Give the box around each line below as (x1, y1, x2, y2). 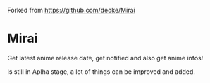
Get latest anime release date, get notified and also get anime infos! (7, 53, 204, 62)
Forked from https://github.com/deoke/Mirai (7, 6, 135, 14)
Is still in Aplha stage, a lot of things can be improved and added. (7, 67, 196, 76)
